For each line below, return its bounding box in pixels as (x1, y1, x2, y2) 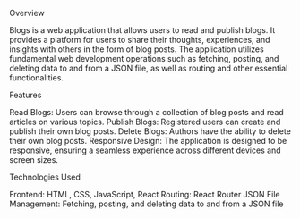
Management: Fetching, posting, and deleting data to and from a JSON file (9, 198, 284, 209)
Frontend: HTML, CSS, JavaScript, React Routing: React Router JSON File (9, 189, 280, 199)
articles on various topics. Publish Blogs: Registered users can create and (9, 116, 281, 127)
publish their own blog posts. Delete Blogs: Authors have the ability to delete (9, 126, 291, 137)
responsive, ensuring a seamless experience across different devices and (9, 145, 281, 155)
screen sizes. (9, 155, 58, 164)
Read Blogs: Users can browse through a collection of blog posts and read (9, 107, 284, 117)
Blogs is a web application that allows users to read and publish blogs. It (9, 25, 276, 35)
